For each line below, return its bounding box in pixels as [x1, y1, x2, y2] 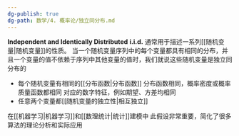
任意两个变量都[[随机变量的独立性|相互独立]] [17, 96, 148, 105]
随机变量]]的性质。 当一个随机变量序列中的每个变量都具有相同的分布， [15, 46, 223, 55]
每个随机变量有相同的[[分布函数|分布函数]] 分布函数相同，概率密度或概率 [17, 79, 231, 87]
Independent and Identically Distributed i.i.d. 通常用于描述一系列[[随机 [7, 37, 219, 46]
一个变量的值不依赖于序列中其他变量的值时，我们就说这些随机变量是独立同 [13, 55, 233, 64]
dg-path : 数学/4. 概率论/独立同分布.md [7, 17, 116, 24]
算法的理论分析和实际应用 [7, 120, 83, 129]
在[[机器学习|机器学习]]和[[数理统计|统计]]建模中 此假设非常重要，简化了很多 [7, 111, 232, 120]
